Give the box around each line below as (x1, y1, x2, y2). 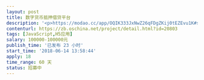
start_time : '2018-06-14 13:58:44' (6, 48, 97, 54)
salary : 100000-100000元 (6, 37, 69, 43)
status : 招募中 (6, 64, 42, 71)
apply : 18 (6, 54, 32, 60)
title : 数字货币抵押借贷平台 (6, 14, 71, 20)
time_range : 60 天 (6, 59, 52, 65)
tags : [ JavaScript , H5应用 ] (6, 31, 73, 37)
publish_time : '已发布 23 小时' (6, 43, 84, 49)
